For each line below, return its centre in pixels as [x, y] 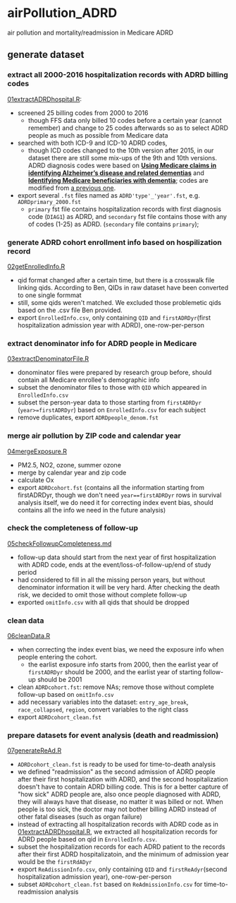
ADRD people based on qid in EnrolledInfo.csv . [87, 839]
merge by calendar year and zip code [72, 472]
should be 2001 [60, 680]
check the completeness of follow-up [73, 528]
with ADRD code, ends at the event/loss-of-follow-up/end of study [114, 564]
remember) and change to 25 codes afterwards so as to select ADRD [128, 128]
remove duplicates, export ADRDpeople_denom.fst [88, 417]
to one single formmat [50, 295]
